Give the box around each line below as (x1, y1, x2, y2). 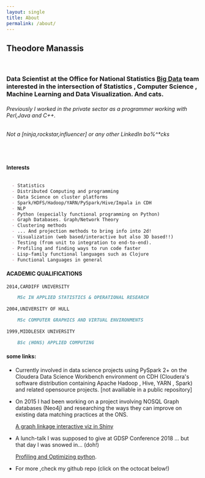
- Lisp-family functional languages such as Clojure (12, 251, 149, 257)
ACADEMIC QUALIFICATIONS (6, 270, 83, 277)
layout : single (6, 9, 45, 15)
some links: (6, 353, 37, 360)
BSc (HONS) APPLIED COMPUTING (17, 340, 95, 346)
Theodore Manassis (6, 43, 84, 53)
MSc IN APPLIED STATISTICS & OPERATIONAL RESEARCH (17, 295, 149, 301)
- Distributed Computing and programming (12, 188, 119, 194)
